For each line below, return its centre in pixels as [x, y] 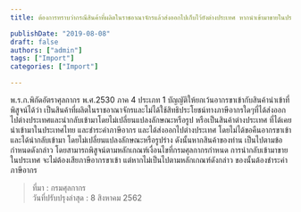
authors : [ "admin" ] [46, 50]
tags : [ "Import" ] [42, 59]
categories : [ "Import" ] [54, 67]
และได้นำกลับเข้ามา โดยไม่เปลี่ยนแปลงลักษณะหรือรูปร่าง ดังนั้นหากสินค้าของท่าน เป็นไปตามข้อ [146, 140]
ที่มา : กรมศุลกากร [59, 188]
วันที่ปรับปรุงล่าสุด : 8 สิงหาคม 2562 [87, 198]
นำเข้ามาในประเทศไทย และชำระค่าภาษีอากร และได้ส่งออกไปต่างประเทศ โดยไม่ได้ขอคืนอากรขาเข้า [151, 130]
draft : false [34, 42]
